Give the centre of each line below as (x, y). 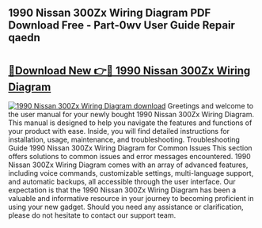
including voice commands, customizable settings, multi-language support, (131, 173)
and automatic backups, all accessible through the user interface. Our (122, 182)
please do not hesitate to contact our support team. (92, 215)
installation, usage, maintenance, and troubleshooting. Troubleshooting (124, 139)
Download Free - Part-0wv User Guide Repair (122, 26)
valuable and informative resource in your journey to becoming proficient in (131, 198)
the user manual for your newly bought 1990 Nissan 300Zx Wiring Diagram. (131, 114)
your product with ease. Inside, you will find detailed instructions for (119, 131)
